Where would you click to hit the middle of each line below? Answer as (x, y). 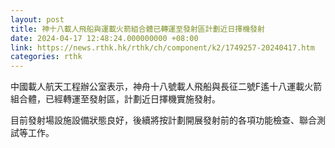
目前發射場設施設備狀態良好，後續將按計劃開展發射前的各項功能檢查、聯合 (163, 120)
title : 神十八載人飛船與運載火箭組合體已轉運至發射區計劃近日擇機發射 (137, 29)
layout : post (37, 19)
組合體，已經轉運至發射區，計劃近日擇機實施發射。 (115, 99)
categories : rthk (46, 57)
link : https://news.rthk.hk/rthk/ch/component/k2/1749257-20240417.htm (162, 47)
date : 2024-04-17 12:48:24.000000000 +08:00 (104, 38)
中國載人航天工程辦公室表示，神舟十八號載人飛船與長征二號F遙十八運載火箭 (166, 87)
